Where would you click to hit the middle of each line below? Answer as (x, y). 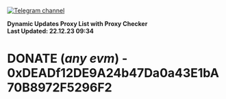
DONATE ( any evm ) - (67, 59)
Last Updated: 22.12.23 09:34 (50, 31)
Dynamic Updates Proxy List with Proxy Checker (77, 24)
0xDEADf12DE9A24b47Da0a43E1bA (113, 73)
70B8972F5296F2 (60, 88)
